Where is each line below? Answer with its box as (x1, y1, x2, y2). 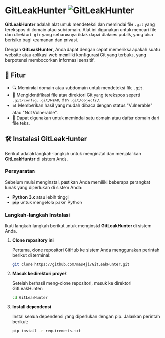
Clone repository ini (12, 237, 54, 243)
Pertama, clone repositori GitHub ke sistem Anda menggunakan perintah (12, 247, 160, 253)
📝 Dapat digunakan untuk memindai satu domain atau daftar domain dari (12, 115, 159, 121)
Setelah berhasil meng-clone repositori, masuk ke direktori (12, 280, 132, 286)
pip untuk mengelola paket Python (12, 199, 82, 205)
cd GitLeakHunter (12, 295, 48, 300)
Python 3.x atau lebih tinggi (12, 194, 69, 200)
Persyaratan (5, 168, 35, 175)
